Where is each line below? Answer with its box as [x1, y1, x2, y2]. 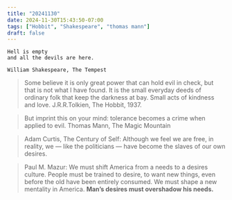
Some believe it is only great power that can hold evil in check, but [24, 79, 214, 87]
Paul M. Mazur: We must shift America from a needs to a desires [24, 163, 208, 172]
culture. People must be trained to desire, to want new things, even [24, 170, 216, 179]
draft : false [7, 29, 45, 37]
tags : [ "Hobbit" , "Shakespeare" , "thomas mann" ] [7, 23, 150, 30]
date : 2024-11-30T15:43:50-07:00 [7, 17, 104, 24]
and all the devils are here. [7, 55, 95, 62]
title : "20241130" [7, 10, 60, 17]
